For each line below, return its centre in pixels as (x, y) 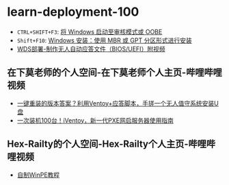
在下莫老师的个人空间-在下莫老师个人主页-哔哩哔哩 (114, 73)
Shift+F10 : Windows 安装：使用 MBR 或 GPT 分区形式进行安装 (105, 40)
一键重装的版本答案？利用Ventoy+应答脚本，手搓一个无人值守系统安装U (118, 103)
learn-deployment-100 (73, 12)
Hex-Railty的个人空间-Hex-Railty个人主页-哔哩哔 (111, 144)
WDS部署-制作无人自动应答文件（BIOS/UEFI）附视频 (91, 49)
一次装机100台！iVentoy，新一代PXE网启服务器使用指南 (95, 120)
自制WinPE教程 (38, 175)
